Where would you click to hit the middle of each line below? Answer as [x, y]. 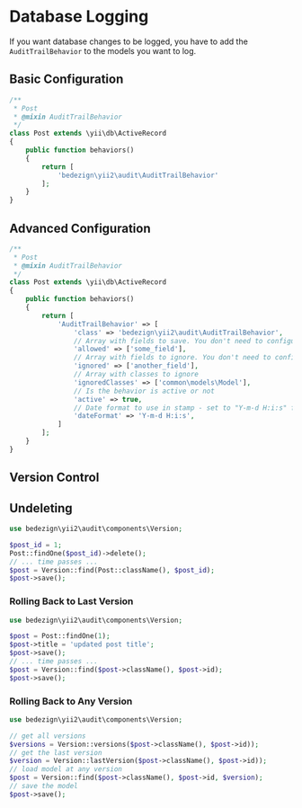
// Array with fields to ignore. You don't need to [172, 358]
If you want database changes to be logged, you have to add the [129, 41]
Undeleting [41, 508]
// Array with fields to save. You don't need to [168, 341]
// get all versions [48, 736]
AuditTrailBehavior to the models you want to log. [103, 50]
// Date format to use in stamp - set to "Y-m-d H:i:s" [180, 408]
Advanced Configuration [80, 228]
